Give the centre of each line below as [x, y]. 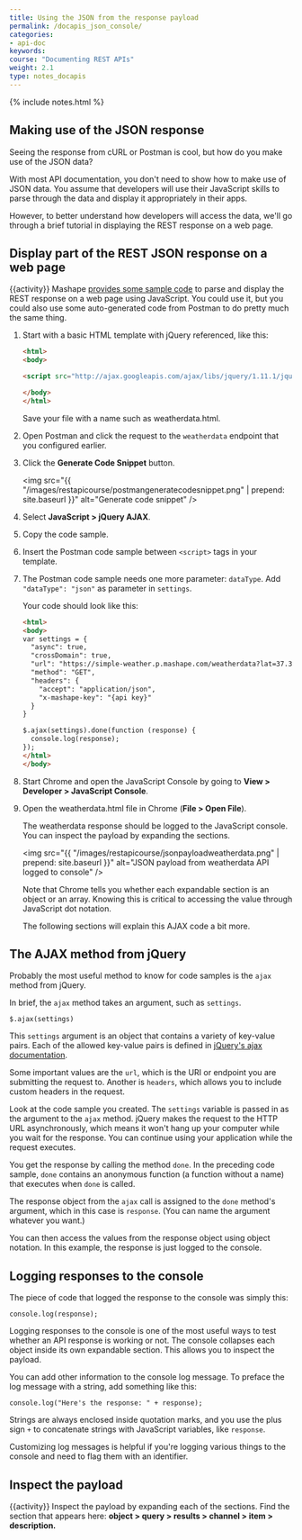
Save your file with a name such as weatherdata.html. [121, 418]
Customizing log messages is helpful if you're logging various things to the [147, 1447]
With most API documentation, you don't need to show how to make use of [148, 179]
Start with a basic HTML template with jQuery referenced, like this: [145, 335]
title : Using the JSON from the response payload [104, 18]
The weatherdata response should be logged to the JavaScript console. [155, 826]
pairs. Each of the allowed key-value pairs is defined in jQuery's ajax [136, 1046]
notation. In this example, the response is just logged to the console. [136, 1247]
